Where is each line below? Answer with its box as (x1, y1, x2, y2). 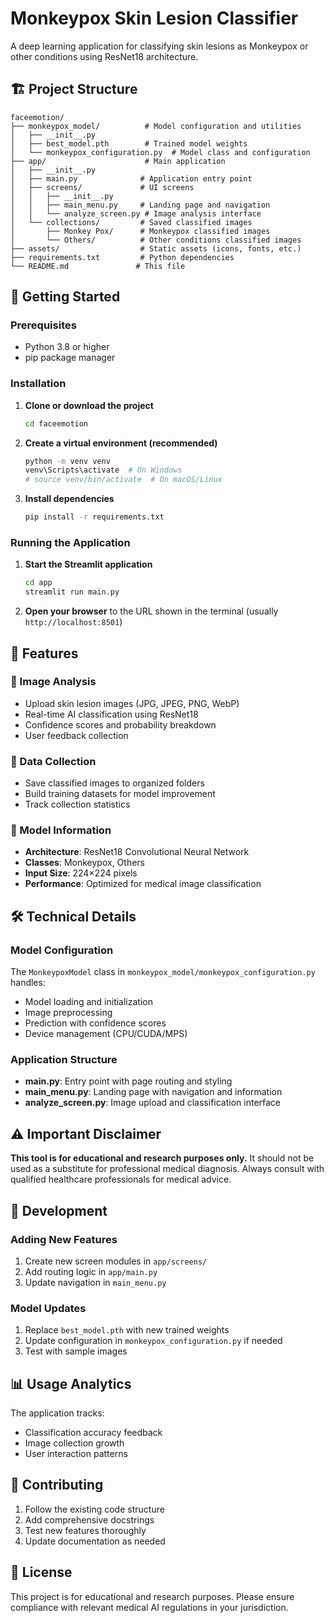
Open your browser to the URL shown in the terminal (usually (24, 605, 279, 617)
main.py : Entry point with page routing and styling (24, 1075, 233, 1087)
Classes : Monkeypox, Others (24, 857, 145, 869)
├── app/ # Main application (10, 156, 226, 166)
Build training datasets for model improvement (24, 788, 216, 800)
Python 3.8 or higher (24, 341, 110, 353)
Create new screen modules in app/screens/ (24, 1255, 208, 1267)
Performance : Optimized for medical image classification (24, 878, 262, 890)
